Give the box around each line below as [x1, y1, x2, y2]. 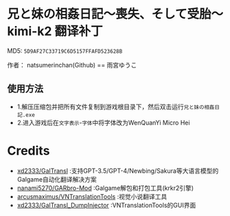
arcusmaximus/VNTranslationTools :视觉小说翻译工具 [16, 192, 168, 200]
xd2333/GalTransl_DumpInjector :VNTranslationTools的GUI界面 [16, 201, 196, 209]
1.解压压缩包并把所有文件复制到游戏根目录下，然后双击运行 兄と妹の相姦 [16, 102, 215, 111]
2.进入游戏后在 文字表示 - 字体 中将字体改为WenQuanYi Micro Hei [16, 118, 190, 127]
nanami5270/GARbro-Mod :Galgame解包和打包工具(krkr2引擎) [16, 184, 194, 192]
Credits [7, 142, 50, 158]
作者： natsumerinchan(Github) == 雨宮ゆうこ [7, 61, 137, 69]
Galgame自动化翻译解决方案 [16, 175, 97, 183]
